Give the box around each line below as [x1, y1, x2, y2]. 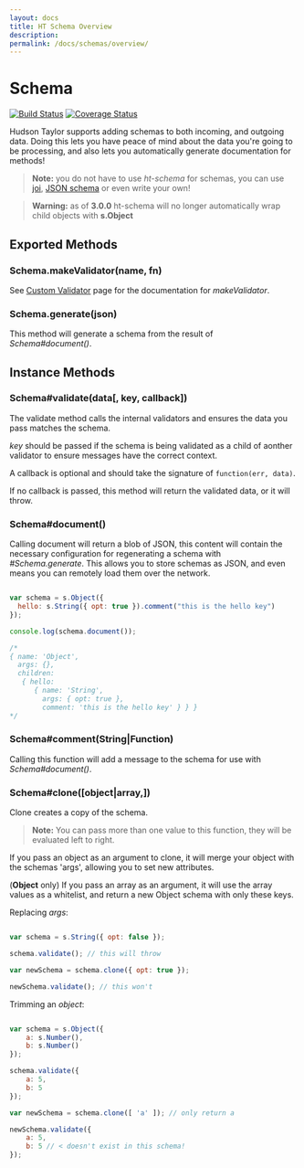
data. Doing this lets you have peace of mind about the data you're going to [9, 136, 294, 147]
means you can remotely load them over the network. [9, 568, 211, 579]
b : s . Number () [26, 1041, 79, 1051]
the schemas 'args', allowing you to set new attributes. [9, 862, 215, 873]
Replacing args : [9, 907, 68, 918]
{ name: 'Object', [9, 652, 79, 661]
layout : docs [9, 13, 59, 23]
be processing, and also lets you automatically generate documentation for [9, 145, 292, 156]
